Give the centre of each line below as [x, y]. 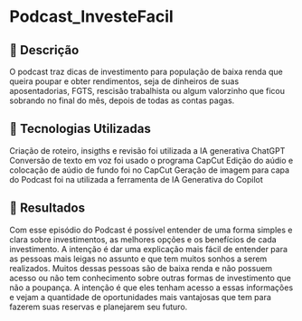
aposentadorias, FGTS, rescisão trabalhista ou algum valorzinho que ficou [147, 91]
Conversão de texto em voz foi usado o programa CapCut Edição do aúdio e [151, 160]
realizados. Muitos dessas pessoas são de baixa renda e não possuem [141, 268]
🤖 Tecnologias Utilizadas [80, 129]
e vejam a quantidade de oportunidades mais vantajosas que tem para [140, 297]
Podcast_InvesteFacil [91, 17]
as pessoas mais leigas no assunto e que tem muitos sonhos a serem [138, 259]
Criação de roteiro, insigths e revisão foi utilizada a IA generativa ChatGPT [147, 150]
